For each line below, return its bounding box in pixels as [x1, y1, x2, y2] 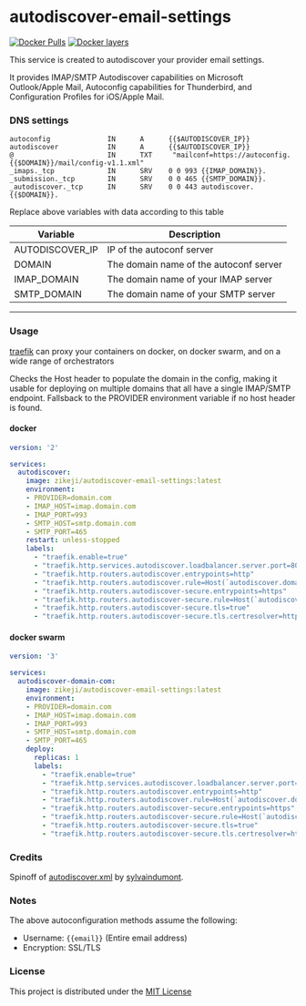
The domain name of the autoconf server [107, 258, 282, 271]
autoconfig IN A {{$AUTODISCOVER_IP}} [9, 135, 250, 144]
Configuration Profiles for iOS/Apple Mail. [9, 91, 165, 102]
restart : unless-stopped [25, 536, 120, 545]
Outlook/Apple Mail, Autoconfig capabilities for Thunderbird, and [9, 81, 252, 92]
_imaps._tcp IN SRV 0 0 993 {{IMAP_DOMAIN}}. [9, 167, 267, 176]
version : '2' [9, 443, 59, 452]
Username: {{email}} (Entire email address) [22, 932, 189, 944]
